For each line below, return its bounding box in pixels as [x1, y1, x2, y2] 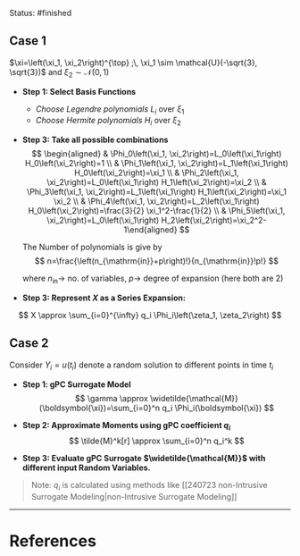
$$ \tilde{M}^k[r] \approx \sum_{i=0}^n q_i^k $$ [68, 435, 246, 446]
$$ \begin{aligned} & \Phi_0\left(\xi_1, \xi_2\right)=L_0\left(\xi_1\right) [31, 148, 282, 159]
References [9, 531, 96, 552]
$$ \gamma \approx [74, 392, 149, 403]
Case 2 [9, 335, 49, 351]
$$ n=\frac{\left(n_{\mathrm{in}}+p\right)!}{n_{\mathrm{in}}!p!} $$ [34, 256, 279, 266]
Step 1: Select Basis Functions [21, 86, 137, 97]
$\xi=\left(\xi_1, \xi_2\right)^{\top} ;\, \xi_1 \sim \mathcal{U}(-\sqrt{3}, [9, 57, 258, 68]
